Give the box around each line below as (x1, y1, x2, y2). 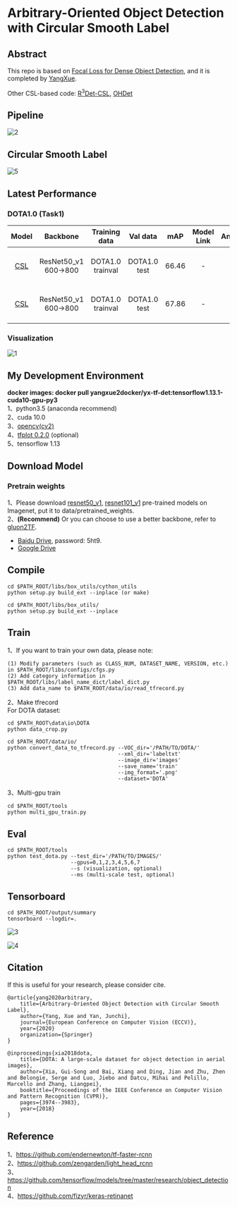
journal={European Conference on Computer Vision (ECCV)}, (20, 1019, 197, 1026)
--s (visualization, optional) (70, 865, 162, 872)
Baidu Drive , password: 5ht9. (17, 536, 102, 544)
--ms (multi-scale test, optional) (70, 871, 175, 878)
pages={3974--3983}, (20, 1098, 80, 1106)
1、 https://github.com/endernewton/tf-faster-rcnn (7, 1150, 153, 1158)
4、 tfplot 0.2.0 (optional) (7, 431, 79, 439)
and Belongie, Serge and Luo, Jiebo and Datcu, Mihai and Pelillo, (7, 1074, 210, 1082)
